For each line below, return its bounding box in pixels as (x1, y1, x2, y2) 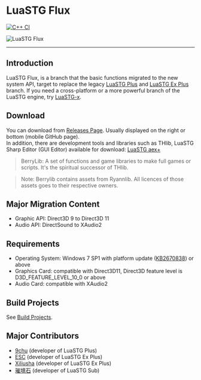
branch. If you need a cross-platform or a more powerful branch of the (6, 86, 181, 94)
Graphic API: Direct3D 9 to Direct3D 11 (14, 215, 109, 222)
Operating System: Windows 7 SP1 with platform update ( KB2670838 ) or (14, 255, 194, 262)
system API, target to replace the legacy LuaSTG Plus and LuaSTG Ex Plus (6, 80, 189, 88)
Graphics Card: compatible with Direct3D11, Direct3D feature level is (14, 268, 182, 275)
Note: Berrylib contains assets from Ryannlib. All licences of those (20, 175, 184, 182)
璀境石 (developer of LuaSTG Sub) (14, 367, 100, 374)
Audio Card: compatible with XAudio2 (14, 280, 108, 288)
